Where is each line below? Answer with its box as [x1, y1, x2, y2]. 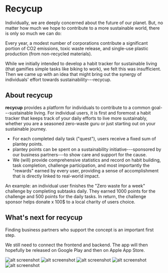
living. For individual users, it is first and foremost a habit [34, 110, 151, 116]
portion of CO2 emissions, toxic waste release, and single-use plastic [5, 45, 149, 51]
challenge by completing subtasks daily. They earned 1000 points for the [5, 188, 155, 194]
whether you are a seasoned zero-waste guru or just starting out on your [5, 120, 156, 126]
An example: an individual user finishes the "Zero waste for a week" [5, 183, 145, 189]
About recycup [5, 91, 53, 100]
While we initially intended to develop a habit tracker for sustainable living [5, 60, 157, 66]
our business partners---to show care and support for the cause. [12, 151, 147, 157]
